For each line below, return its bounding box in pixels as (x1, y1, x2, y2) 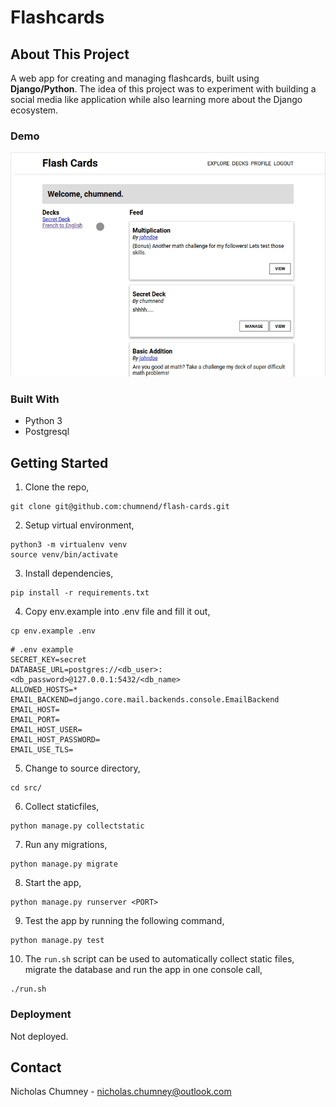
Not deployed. (10, 1030, 69, 1042)
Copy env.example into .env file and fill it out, (24, 606, 211, 618)
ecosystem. (10, 104, 59, 116)
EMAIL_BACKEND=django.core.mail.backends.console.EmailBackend (10, 695, 280, 705)
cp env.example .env (10, 626, 97, 636)
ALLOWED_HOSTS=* (10, 685, 78, 695)
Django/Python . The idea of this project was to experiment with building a (10, 83, 317, 95)
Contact (10, 1059, 62, 1076)
